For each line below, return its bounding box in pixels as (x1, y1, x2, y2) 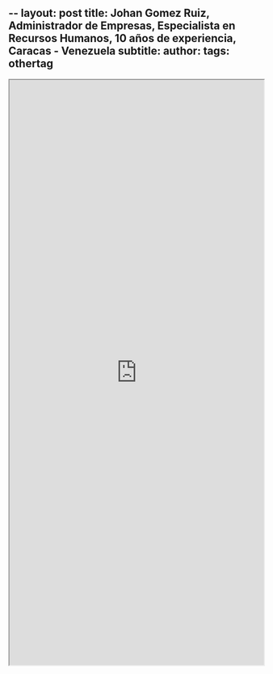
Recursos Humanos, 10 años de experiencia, (8, 31, 237, 45)
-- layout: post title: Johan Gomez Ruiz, (8, 6, 210, 20)
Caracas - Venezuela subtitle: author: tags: (8, 44, 230, 58)
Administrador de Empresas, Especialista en (8, 19, 236, 33)
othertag (8, 57, 54, 71)
